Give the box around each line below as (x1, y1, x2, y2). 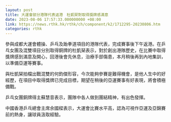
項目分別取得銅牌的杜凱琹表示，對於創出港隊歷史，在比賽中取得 (32, 47, 166, 53)
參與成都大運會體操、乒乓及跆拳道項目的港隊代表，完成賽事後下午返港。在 (5, 41, 161, 47)
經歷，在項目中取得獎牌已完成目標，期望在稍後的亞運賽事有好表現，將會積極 (5, 77, 166, 83)
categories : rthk (5, 26, 42, 32)
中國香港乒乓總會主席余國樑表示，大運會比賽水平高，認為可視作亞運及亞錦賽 (5, 105, 166, 111)
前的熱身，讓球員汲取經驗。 (5, 111, 64, 117)
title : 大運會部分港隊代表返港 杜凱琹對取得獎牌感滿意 (5, 12, 108, 17)
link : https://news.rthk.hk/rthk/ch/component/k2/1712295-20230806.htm (5, 21, 160, 27)
